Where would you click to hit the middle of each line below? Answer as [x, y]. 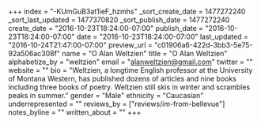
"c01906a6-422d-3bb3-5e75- [203, 45]
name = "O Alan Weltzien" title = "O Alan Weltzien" [145, 53]
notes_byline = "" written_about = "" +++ [75, 112]
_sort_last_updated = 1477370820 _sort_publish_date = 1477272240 [119, 20]
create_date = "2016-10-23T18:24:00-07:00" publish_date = [106, 28]
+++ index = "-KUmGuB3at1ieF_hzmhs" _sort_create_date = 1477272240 [127, 11]
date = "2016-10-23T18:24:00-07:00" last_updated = [163, 36]
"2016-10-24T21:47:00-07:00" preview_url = [80, 45]
